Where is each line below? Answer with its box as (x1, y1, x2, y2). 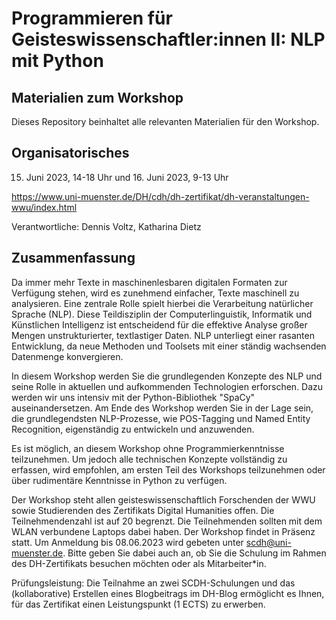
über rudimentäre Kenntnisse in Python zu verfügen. (11, 474, 228, 486)
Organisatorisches (11, 145, 130, 162)
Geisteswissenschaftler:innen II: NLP (11, 28, 326, 51)
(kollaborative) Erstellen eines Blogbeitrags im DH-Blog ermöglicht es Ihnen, (11, 587, 325, 599)
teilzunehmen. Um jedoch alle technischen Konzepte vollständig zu (11, 453, 288, 465)
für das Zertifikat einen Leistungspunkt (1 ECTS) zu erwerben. (11, 598, 266, 610)
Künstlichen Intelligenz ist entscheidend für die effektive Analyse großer (11, 318, 308, 331)
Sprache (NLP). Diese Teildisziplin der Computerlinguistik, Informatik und (11, 308, 313, 320)
